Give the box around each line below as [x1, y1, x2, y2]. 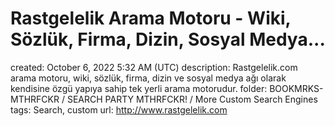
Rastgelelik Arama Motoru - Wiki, [10, 7, 292, 30]
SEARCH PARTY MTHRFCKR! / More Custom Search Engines [66, 93, 318, 105]
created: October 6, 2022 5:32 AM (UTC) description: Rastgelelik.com [10, 61, 298, 73]
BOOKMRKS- [269, 82, 324, 94]
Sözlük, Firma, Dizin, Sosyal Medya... [10, 28, 326, 51]
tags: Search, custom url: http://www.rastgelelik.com [10, 103, 228, 116]
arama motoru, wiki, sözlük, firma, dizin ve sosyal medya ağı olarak [10, 72, 287, 84]
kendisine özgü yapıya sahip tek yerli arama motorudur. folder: [10, 82, 268, 94]
